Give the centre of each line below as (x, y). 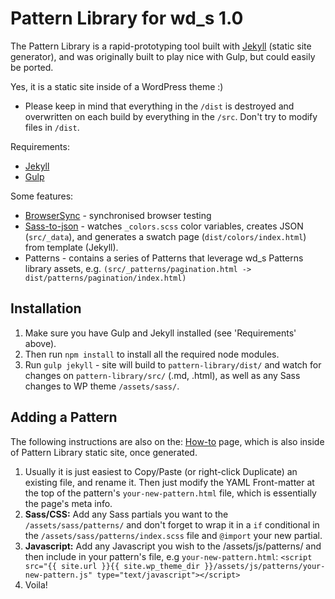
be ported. (32, 67)
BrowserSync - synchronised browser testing (118, 215)
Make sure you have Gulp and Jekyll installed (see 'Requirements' (160, 333)
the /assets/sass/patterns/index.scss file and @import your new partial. (173, 535)
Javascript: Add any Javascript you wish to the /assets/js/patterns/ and (173, 546)
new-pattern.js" (58, 575)
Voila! (36, 584)
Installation (46, 308)
